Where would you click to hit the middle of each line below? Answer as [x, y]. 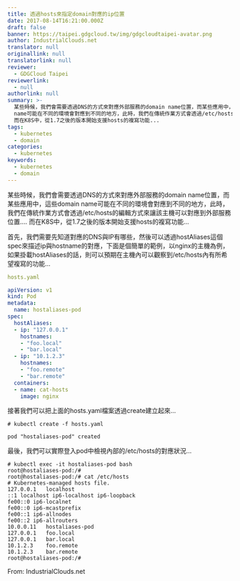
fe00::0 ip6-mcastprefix [44, 508]
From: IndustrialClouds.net [46, 572]
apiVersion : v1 [30, 290]
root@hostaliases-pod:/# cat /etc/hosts [69, 477]
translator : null [33, 47]
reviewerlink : [29, 80]
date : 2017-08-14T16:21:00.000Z [55, 21]
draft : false [27, 27]
